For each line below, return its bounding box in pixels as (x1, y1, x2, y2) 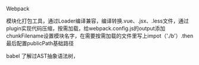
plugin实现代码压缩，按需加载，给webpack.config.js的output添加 (6, 25, 166, 32)
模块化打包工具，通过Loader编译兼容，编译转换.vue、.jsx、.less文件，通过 (6, 17, 189, 24)
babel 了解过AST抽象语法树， (6, 52, 79, 59)
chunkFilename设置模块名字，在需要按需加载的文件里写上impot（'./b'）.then (6, 32, 194, 39)
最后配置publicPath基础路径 (6, 40, 74, 47)
